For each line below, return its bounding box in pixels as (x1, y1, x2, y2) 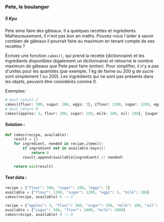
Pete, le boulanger (5, 3, 50, 10)
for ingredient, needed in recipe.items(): (14, 141, 104, 147)
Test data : (5, 174, 27, 181)
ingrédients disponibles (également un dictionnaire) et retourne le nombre (5, 57, 154, 64)
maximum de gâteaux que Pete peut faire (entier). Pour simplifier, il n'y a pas (5, 63, 159, 69)
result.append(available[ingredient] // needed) (22, 155, 123, 160)
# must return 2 (5, 97, 38, 102)
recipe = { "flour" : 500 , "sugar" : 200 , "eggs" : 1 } (5, 185, 110, 190)
